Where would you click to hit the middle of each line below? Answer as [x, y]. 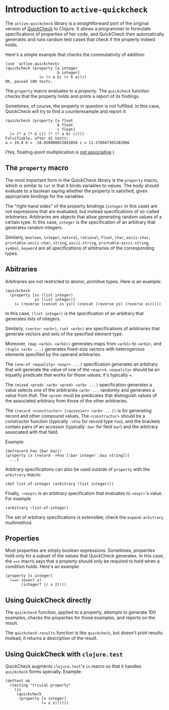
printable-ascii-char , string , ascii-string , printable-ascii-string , [77, 242]
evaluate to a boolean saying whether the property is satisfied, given [76, 191]
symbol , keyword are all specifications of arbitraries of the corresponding [80, 248]
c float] [66, 129]
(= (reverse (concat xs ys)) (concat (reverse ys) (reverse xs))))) [88, 304]
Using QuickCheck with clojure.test [64, 654]
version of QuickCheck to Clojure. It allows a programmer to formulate [78, 28]
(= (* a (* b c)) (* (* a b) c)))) [47, 134]
